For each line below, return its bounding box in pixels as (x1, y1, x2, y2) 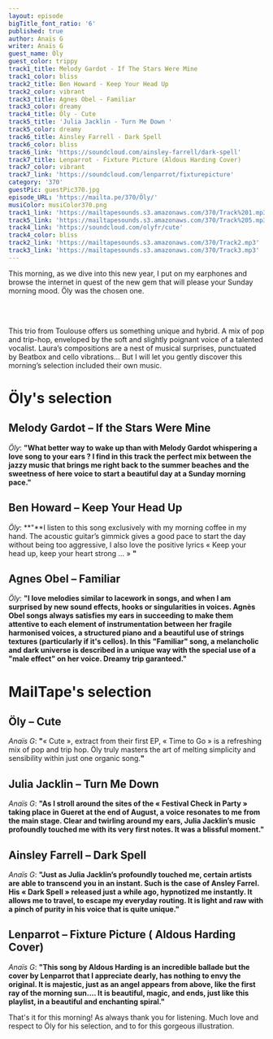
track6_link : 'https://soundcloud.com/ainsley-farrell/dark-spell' (8, 148, 242, 156)
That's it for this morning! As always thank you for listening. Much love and (8, 1012, 258, 1022)
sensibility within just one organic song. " (8, 754, 145, 763)
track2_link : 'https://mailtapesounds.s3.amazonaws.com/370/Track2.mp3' (8, 239, 260, 247)
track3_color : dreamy (8, 102, 82, 111)
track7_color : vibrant (8, 163, 85, 172)
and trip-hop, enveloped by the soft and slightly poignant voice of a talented (8, 334, 264, 344)
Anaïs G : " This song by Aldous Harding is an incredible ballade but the (8, 962, 250, 972)
